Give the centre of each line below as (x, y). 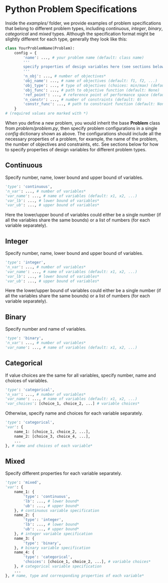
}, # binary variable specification (52, 548)
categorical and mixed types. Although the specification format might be (80, 34)
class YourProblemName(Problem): (40, 48)
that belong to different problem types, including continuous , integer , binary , (84, 28)
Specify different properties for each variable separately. (64, 473)
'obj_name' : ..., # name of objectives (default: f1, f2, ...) (90, 81)
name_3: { (24, 538)
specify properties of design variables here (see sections (87, 67)
